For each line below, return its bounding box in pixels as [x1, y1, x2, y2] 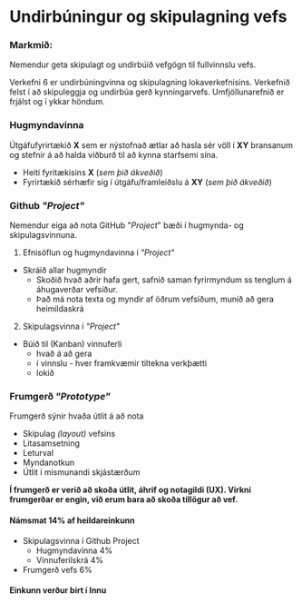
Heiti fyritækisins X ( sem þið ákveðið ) [22, 166, 163, 178]
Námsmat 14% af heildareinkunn [9, 515, 135, 526]
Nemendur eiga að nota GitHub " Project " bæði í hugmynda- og [9, 220, 245, 231]
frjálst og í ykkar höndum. [9, 96, 105, 107]
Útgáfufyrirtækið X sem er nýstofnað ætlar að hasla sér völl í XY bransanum [9, 139, 293, 151]
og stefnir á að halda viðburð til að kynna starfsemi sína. [9, 149, 219, 160]
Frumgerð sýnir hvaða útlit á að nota [9, 410, 144, 421]
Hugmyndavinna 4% [35, 545, 113, 556]
